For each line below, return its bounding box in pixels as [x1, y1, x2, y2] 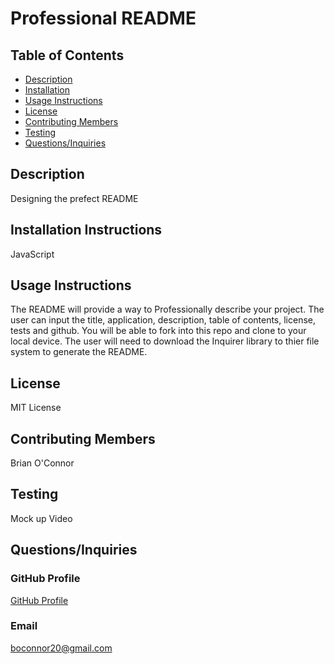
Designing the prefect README [10, 192, 139, 204]
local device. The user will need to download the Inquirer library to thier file [10, 335, 320, 347]
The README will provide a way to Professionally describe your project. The [10, 303, 325, 316]
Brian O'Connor [10, 457, 75, 469]
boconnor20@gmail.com [10, 642, 113, 654]
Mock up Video [10, 512, 73, 524]
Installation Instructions [10, 222, 163, 239]
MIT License [10, 402, 62, 414]
